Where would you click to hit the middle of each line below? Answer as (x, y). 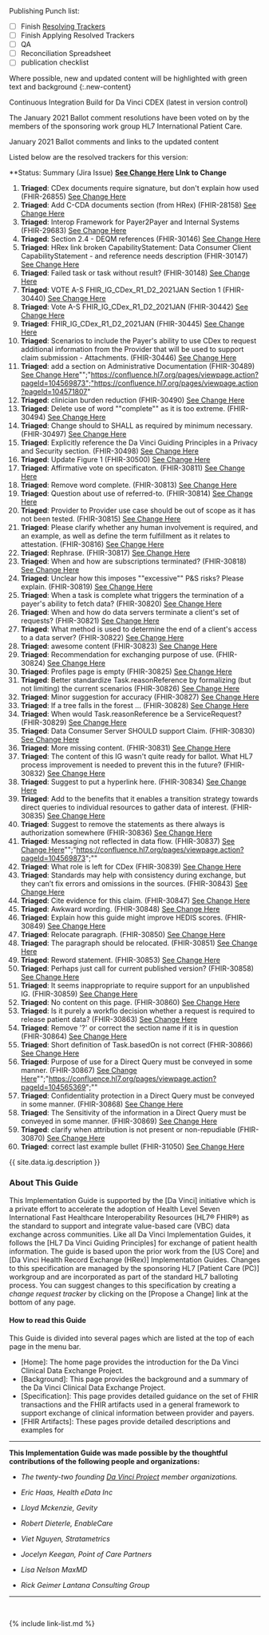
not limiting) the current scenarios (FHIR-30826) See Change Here (130, 689)
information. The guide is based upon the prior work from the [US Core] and (134, 1251)
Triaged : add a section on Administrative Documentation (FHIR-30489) (138, 366)
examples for (42, 1430)
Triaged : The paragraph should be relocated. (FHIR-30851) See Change (139, 943)
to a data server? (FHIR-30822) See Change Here (102, 638)
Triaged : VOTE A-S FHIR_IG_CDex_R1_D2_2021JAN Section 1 (121, 290)
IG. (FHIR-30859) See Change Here (79, 994)
